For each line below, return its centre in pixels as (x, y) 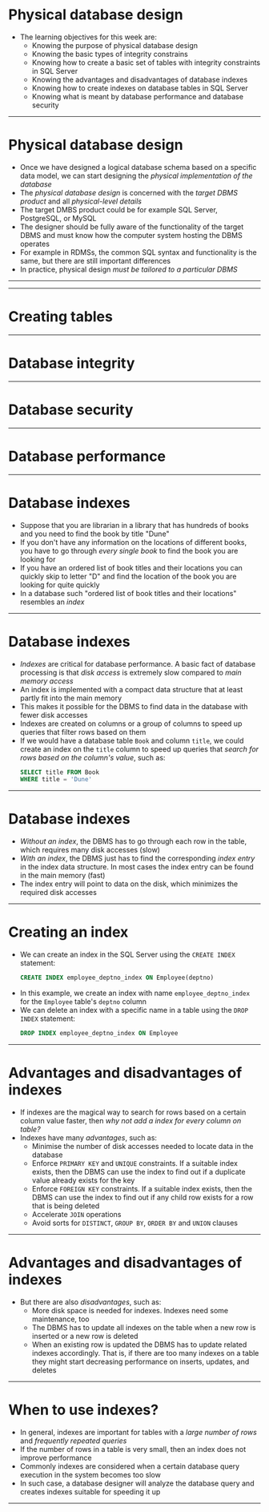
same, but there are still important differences (95, 260)
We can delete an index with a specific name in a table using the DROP (134, 1010)
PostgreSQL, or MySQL (58, 218)
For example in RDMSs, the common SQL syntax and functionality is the (139, 252)
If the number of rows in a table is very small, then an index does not (133, 1449)
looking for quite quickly (60, 585)
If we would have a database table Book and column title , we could (132, 740)
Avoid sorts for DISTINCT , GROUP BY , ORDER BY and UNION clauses (135, 1223)
